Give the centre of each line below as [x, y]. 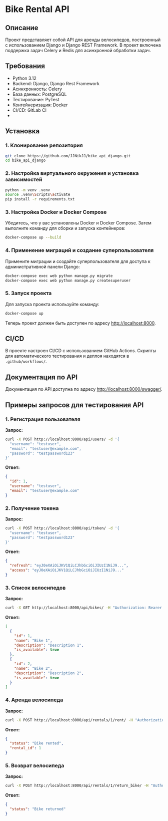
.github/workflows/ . [26, 361]
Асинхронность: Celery [37, 89]
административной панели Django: [42, 266]
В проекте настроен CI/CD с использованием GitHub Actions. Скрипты [81, 351]
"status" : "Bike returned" [38, 809]
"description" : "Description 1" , [49, 645]
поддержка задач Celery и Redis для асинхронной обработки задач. [78, 50]
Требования [25, 66]
